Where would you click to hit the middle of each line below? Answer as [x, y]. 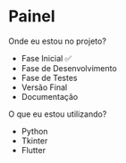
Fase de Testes [49, 77]
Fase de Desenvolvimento [69, 68]
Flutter [34, 150]
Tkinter [34, 141]
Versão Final [44, 87]
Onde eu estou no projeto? [57, 41]
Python [34, 131]
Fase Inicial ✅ [46, 58]
